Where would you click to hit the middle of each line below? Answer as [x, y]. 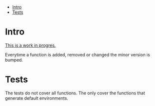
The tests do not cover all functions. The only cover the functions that [75, 93]
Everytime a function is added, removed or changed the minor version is [77, 54]
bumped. [14, 60]
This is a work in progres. [30, 45]
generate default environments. [37, 98]
